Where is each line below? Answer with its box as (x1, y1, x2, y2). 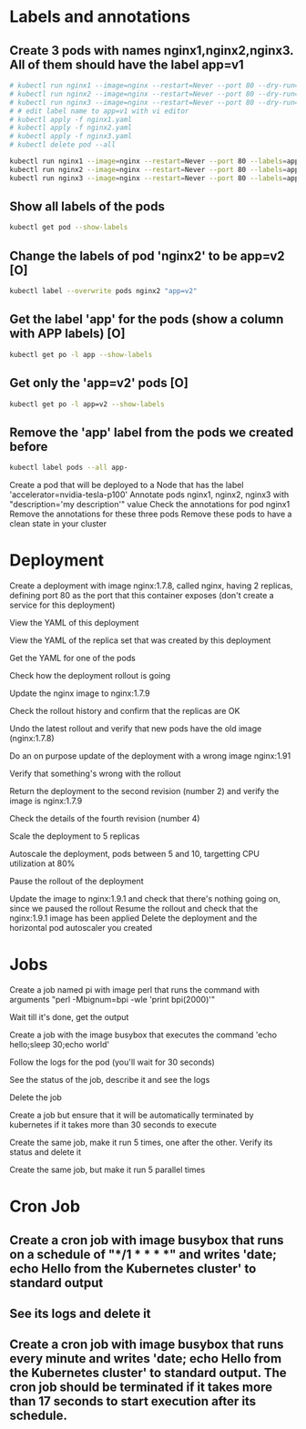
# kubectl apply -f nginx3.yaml (9, 132, 132, 141)
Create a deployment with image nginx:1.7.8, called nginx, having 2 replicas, (9, 580, 293, 591)
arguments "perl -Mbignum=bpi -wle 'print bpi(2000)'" (9, 994, 216, 1005)
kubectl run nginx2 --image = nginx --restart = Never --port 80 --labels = (9, 165, 287, 174)
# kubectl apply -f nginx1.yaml (9, 115, 132, 124)
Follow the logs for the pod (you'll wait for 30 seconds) (9, 1056, 216, 1067)
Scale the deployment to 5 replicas (9, 831, 140, 842)
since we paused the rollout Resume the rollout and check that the (9, 903, 259, 914)
